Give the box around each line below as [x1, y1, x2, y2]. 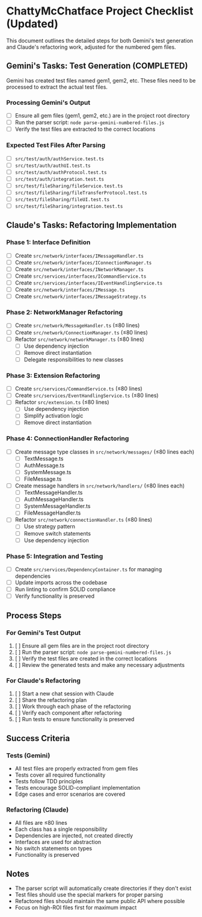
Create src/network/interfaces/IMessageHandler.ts [14, 252, 144, 259]
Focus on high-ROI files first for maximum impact [14, 904, 137, 911]
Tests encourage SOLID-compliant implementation [14, 784, 141, 791]
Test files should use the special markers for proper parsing [14, 891, 164, 898]
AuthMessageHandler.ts [23, 496, 84, 503]
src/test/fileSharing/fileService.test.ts [14, 183, 123, 189]
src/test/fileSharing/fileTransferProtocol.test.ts [14, 190, 147, 196]
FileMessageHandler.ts [23, 509, 81, 516]
